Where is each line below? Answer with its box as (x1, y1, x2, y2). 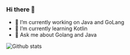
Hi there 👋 (6, 5, 36, 14)
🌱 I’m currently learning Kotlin (14, 25, 88, 32)
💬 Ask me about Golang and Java (14, 31, 97, 38)
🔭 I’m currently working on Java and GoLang (14, 19, 125, 26)
